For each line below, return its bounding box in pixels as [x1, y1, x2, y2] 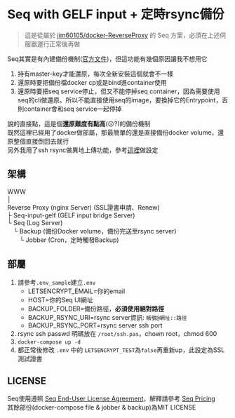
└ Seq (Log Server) [7, 218, 63, 227]
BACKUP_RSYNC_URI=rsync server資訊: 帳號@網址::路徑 [27, 313, 187, 321]
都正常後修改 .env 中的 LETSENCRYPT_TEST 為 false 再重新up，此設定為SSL [17, 345, 225, 354]
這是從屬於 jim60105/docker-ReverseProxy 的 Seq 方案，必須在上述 [24, 31, 220, 39]
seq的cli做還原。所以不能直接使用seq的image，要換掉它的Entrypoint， [17, 95, 222, 104]
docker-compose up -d [17, 338, 81, 346]
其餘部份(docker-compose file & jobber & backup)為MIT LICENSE [7, 403, 196, 412]
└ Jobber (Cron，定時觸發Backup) [19, 236, 119, 244]
